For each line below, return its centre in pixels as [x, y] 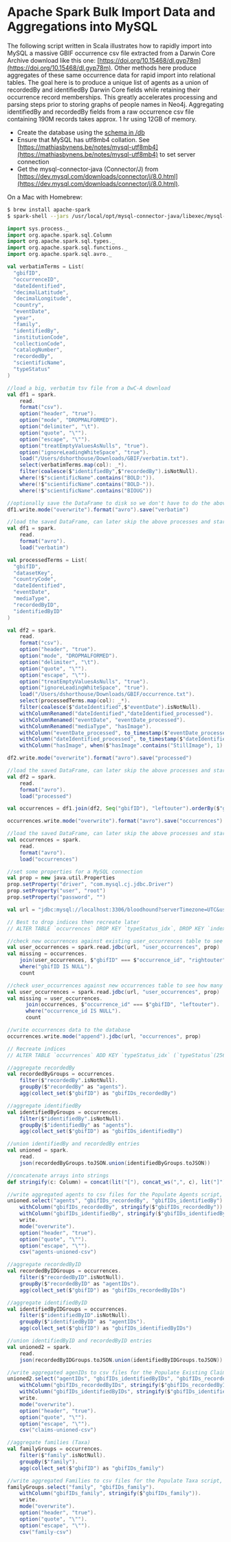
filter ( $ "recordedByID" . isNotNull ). [72, 1278]
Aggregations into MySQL [82, 27]
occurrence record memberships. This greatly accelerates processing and [112, 97]
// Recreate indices [37, 1049]
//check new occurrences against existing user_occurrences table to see [115, 941]
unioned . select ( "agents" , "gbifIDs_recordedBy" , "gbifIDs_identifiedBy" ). [117, 1201]
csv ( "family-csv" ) [46, 1532]
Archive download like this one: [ [53, 60]
